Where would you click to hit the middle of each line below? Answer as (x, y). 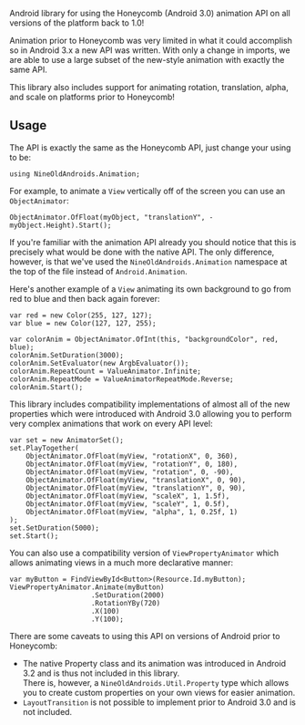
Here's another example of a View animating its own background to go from (150, 289)
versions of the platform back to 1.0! (77, 23)
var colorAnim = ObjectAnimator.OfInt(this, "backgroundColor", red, (144, 339)
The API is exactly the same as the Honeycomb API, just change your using (150, 147)
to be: (20, 157)
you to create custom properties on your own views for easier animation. (159, 692)
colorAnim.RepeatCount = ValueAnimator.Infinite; (106, 371)
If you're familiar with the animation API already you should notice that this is (153, 242)
